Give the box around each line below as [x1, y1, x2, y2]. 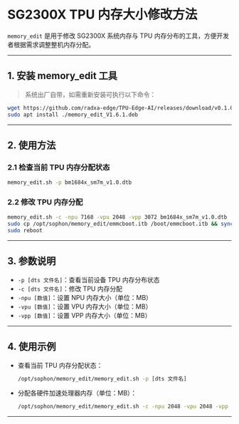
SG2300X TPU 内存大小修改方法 [7, 6, 198, 23]
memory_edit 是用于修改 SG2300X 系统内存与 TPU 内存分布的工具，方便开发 [7, 31, 230, 40]
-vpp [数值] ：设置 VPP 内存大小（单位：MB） [17, 311, 152, 319]
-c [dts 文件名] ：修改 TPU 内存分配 [17, 284, 123, 293]
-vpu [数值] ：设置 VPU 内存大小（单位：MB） [17, 302, 152, 311]
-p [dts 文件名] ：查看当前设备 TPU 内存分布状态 [17, 275, 160, 284]
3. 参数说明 [7, 255, 56, 267]
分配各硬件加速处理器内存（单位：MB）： [17, 389, 137, 398]
